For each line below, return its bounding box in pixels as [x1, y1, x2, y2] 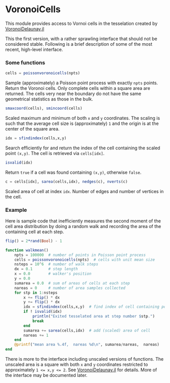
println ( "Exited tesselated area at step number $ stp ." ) [32, 314, 155, 319]
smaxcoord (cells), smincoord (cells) [5, 106, 82, 111]
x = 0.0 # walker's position [14, 271, 92, 276]
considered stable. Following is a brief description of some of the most [5, 41, 153, 47]
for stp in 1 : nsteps [14, 290, 58, 295]
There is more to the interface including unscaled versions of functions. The [5, 356, 164, 362]
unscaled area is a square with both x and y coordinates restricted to [5, 362, 148, 368]
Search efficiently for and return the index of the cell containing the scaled [5, 145, 160, 151]
